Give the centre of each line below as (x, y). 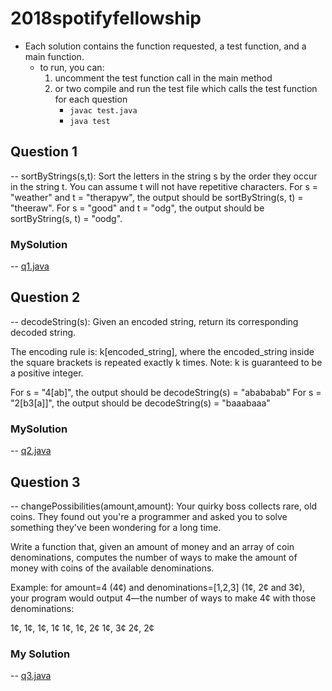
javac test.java (103, 110)
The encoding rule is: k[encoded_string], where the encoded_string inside (162, 351)
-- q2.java (31, 451)
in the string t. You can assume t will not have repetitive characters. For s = (164, 186)
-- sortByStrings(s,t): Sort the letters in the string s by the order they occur (164, 176)
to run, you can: (72, 67)
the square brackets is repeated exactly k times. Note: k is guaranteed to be (166, 362)
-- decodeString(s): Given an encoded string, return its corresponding (154, 321)
